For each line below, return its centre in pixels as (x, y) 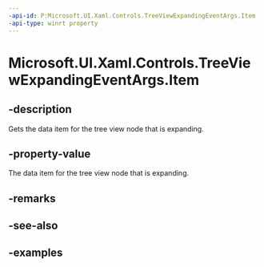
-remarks (32, 198)
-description (40, 109)
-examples (36, 253)
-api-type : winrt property (53, 23)
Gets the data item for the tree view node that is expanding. (106, 128)
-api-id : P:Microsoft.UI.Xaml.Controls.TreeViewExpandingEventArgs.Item (132, 16)
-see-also (33, 226)
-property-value (50, 154)
